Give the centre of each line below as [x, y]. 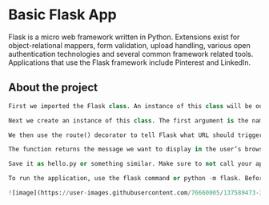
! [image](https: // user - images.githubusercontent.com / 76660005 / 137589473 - [134, 193]
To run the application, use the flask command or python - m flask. [125, 179]
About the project [53, 88]
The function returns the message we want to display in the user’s [125, 150]
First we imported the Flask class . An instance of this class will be [130, 106]
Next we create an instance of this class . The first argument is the [128, 121]
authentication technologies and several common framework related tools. [131, 54]
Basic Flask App [63, 15]
